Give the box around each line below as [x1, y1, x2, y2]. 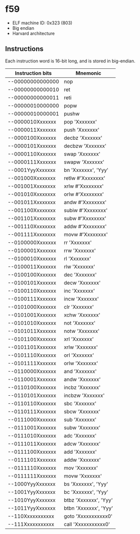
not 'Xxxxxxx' [64, 320, 95, 326]
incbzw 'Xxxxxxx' [64, 392, 105, 399]
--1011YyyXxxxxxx [7, 504, 56, 511]
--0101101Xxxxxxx [7, 343, 56, 350]
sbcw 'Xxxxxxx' [64, 408, 100, 415]
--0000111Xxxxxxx [7, 159, 56, 165]
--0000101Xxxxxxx [7, 142, 56, 149]
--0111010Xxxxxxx [7, 432, 56, 439]
